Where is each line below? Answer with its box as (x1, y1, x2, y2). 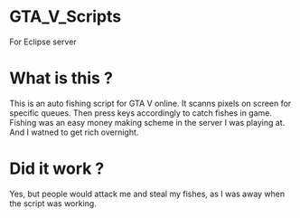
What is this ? (9, 68, 113, 89)
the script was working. (9, 197, 97, 209)
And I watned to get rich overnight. (9, 127, 139, 137)
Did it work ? (9, 158, 105, 179)
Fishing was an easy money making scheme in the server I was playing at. (9, 117, 286, 128)
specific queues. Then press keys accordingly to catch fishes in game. (9, 107, 273, 118)
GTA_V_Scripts (9, 6, 122, 27)
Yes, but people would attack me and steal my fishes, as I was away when (9, 188, 286, 199)
